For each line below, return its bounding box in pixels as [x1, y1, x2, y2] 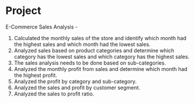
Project [5, 4, 42, 17]
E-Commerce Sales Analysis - [5, 23, 78, 30]
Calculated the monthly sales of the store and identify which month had [13, 34, 187, 41]
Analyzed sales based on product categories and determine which [13, 47, 175, 54]
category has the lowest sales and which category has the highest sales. [13, 53, 190, 60]
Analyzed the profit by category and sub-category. [13, 77, 137, 85]
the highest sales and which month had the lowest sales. [13, 41, 150, 48]
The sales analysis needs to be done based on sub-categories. [13, 59, 166, 66]
